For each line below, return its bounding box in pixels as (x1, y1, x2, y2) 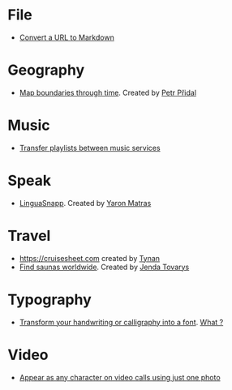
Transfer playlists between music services (19, 143, 161, 152)
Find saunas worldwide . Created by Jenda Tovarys (19, 262, 190, 272)
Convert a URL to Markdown (19, 32, 114, 42)
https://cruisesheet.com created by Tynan (19, 253, 160, 263)
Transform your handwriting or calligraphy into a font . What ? (19, 317, 224, 327)
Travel (7, 226, 51, 245)
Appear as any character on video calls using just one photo (19, 372, 221, 382)
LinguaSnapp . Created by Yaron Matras (19, 198, 152, 208)
